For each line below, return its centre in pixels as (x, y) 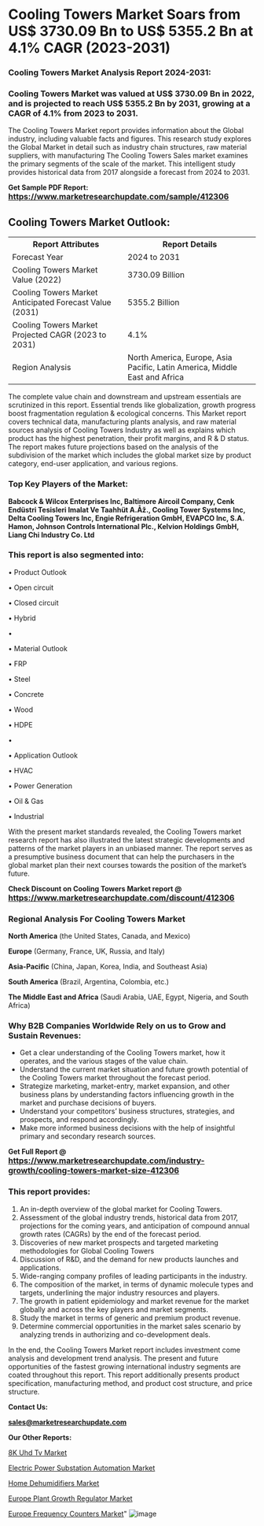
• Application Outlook (43, 755)
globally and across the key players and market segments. (114, 1309)
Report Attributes (66, 244)
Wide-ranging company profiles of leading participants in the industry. (133, 1276)
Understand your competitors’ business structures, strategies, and (127, 1111)
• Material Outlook (38, 648)
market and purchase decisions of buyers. (88, 1103)
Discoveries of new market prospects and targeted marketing (119, 1243)
